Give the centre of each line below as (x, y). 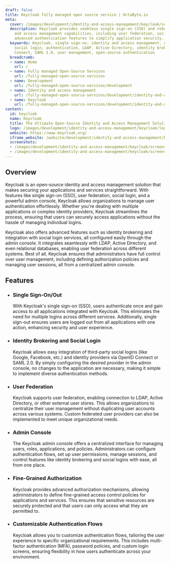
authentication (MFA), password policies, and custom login (87, 546)
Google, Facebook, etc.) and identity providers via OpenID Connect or (85, 357)
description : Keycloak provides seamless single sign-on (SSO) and (82, 29)
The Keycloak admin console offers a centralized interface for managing (88, 444)
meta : (11, 19)
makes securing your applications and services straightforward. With (77, 190)
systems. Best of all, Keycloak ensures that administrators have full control (83, 254)
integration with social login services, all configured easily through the (78, 237)
